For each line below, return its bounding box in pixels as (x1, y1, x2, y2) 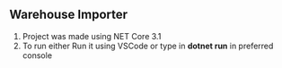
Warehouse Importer (9, 7, 128, 22)
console (22, 49, 52, 61)
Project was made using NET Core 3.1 (22, 30, 162, 41)
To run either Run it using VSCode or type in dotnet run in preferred (22, 40, 274, 51)
